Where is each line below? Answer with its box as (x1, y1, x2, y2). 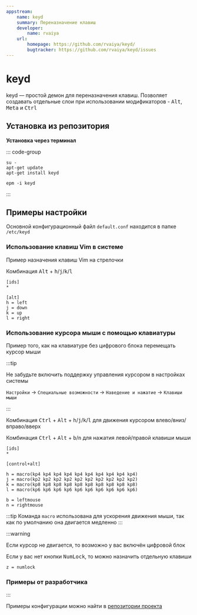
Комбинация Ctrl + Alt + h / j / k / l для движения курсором (6, 416, 155, 423)
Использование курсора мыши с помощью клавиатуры (6, 329, 176, 337)
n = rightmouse (6, 502, 44, 508)
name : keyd (16, 14, 44, 20)
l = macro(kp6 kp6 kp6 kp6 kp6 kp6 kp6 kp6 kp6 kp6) (6, 486, 138, 493)
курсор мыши (6, 348, 41, 355)
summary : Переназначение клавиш (16, 19, 96, 25)
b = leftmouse (6, 497, 41, 503)
